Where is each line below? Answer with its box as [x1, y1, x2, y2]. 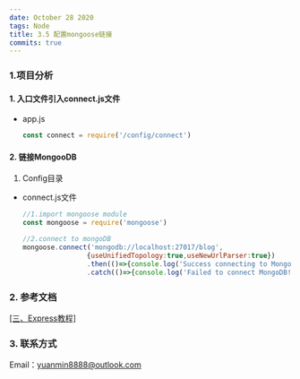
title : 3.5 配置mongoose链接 [9, 30, 113, 39]
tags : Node [9, 22, 50, 30]
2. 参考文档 [9, 290, 57, 303]
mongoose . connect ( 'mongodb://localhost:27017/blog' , [21, 243, 224, 252]
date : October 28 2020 [9, 13, 94, 22]
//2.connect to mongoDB [21, 235, 112, 244]
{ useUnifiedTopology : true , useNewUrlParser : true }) [86, 251, 276, 260]
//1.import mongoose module [21, 210, 127, 220]
